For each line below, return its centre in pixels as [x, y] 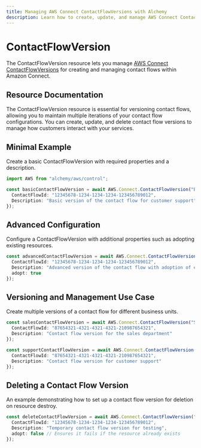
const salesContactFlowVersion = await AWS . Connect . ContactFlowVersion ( [99, 323]
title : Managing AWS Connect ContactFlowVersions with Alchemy [87, 12]
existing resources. [30, 246]
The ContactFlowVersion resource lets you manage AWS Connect [87, 63]
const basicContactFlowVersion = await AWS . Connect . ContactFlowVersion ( [99, 189]
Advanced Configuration [53, 225]
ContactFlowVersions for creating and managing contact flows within [91, 70]
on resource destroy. [32, 406]
